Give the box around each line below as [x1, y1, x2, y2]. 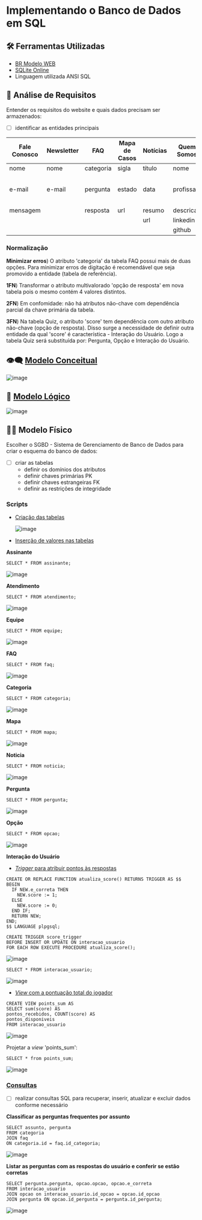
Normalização [6, 244, 48, 252]
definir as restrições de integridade [23, 485, 111, 492]
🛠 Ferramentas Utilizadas [6, 41, 105, 51]
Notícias [142, 146, 167, 155]
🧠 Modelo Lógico [6, 391, 70, 402]
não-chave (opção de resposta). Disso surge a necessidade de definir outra [6, 324, 194, 331]
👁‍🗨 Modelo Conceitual [6, 355, 97, 366]
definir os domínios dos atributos [23, 465, 106, 473]
